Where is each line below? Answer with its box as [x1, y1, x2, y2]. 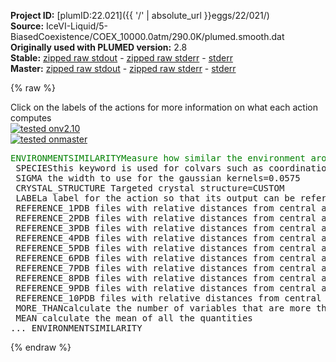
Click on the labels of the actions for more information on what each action [10, 101, 318, 113]
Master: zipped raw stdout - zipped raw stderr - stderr [10, 63, 237, 74]
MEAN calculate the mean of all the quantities [15, 313, 253, 324]
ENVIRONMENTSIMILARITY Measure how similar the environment [10, 153, 307, 164]
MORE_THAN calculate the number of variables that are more [15, 303, 312, 314]
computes [10, 112, 52, 124]
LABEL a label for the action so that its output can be [15, 193, 296, 204]
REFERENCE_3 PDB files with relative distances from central [15, 223, 317, 234]
